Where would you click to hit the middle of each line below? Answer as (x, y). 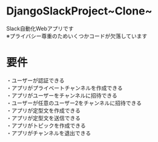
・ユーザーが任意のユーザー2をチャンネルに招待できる (74, 103)
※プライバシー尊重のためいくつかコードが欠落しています (77, 36)
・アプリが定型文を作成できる (43, 110)
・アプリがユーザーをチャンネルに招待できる (62, 95)
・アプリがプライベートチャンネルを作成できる (64, 88)
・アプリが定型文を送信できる (43, 118)
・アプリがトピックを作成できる (46, 125)
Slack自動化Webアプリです (40, 28)
